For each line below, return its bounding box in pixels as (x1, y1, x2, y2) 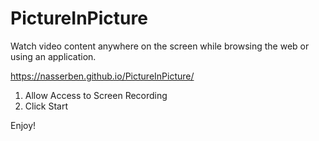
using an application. (10, 50, 97, 62)
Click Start (24, 100, 68, 112)
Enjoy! (10, 119, 37, 131)
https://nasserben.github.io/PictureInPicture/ (10, 70, 195, 82)
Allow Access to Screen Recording (24, 89, 168, 101)
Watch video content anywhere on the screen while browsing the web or (10, 40, 310, 52)
